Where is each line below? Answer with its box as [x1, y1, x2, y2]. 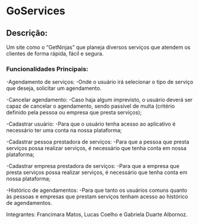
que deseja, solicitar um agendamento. [6, 85, 102, 92]
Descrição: [6, 28, 48, 38]
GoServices [6, 4, 66, 18]
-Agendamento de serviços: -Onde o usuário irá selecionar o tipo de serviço [6, 79, 194, 86]
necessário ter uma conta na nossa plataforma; [6, 127, 122, 134]
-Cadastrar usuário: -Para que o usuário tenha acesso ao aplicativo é [6, 120, 176, 127]
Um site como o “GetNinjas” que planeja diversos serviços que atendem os [6, 43, 191, 51]
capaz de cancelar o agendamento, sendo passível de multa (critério [6, 102, 175, 110]
